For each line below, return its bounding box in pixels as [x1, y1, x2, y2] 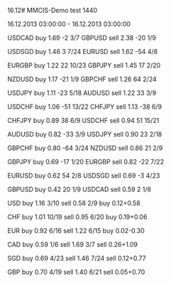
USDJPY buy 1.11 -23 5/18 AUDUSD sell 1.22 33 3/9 [7, 89, 157, 97]
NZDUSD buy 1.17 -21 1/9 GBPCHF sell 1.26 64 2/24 [7, 75, 158, 83]
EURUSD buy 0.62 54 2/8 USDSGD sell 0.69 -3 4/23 [7, 171, 160, 180]
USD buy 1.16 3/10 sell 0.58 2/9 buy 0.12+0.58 [7, 199, 140, 207]
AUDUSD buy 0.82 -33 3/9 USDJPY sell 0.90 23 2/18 [7, 130, 162, 138]
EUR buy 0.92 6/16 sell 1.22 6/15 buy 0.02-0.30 [7, 227, 145, 235]
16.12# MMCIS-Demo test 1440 [7, 6, 98, 14]
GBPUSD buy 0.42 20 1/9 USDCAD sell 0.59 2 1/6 [7, 185, 151, 193]
